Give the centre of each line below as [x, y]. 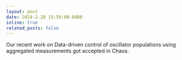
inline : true [22, 22]
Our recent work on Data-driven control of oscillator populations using [91, 45]
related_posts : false [33, 28]
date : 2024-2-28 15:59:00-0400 [44, 17]
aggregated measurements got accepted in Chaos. [68, 51]
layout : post [22, 11]
